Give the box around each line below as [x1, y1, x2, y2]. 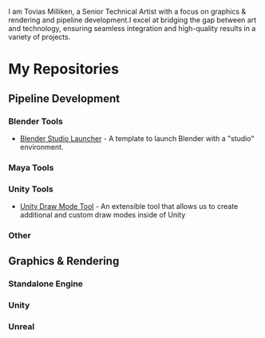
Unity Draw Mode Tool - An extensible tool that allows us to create [19, 202, 239, 211]
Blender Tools [8, 116, 64, 127]
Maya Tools [8, 162, 54, 173]
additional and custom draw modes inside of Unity [19, 210, 186, 220]
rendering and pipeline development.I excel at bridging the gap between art [8, 15, 257, 25]
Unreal [8, 321, 35, 332]
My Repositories [8, 60, 120, 78]
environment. [19, 142, 64, 151]
